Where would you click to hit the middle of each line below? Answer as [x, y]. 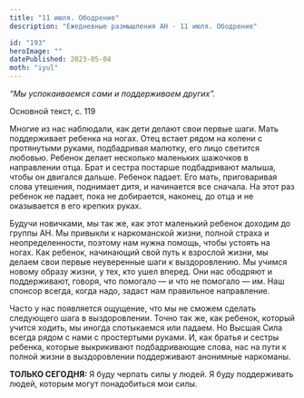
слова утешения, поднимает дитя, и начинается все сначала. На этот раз [152, 186]
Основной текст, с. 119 [53, 111]
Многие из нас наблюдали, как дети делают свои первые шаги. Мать [144, 129]
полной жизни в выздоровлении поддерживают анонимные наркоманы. [150, 356]
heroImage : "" [36, 51]
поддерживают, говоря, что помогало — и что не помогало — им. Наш [147, 281]
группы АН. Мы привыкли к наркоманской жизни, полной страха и [139, 233]
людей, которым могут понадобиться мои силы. [103, 383]
